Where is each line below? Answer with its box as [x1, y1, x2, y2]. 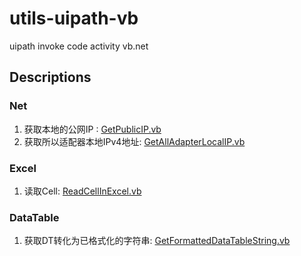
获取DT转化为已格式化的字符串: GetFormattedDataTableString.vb [23, 235, 291, 247]
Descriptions [9, 69, 92, 86]
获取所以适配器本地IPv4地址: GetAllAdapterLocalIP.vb [23, 135, 246, 147]
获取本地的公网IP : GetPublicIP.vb [23, 123, 162, 135]
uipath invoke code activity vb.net [9, 40, 149, 52]
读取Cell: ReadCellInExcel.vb [23, 185, 142, 197]
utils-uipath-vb [9, 7, 139, 30]
